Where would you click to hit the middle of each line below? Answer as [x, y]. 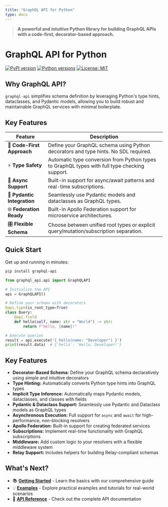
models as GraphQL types [39, 410]
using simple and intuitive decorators [50, 378]
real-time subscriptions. [76, 187]
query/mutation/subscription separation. [95, 231]
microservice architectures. [80, 215]
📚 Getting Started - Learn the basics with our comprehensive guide [83, 480]
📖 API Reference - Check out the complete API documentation [77, 499]
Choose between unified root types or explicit [102, 225]
